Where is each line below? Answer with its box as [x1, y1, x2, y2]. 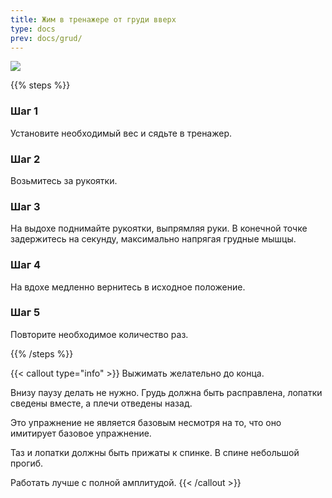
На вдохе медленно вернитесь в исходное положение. [10, 281, 246, 293]
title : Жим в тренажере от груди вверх [10, 14, 177, 25]
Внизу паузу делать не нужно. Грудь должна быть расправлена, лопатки [10, 386, 323, 398]
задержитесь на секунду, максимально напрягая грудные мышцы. [10, 233, 297, 245]
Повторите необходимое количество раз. [10, 328, 189, 340]
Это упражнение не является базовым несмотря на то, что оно [10, 416, 282, 428]
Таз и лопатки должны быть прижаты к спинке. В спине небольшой [10, 446, 300, 458]
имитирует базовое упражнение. [10, 427, 152, 439]
